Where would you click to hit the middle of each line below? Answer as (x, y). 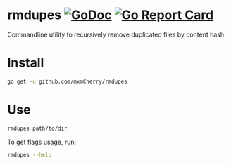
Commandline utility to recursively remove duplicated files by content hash (116, 34)
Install (26, 63)
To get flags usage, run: (42, 142)
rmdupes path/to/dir (38, 128)
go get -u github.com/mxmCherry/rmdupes (68, 81)
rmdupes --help (30, 154)
